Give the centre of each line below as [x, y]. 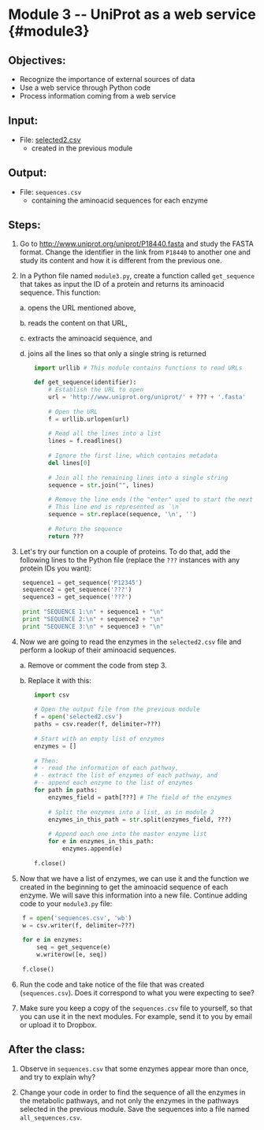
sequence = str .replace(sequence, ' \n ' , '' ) [123, 515]
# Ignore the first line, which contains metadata [133, 456]
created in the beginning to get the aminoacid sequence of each [124, 887]
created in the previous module [82, 148]
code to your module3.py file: [66, 903]
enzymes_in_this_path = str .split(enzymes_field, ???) [140, 820]
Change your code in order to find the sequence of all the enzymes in [132, 1092]
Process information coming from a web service [97, 96]
